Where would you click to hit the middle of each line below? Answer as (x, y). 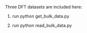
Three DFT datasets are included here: (44, 7)
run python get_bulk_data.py (41, 16)
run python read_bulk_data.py (42, 25)
